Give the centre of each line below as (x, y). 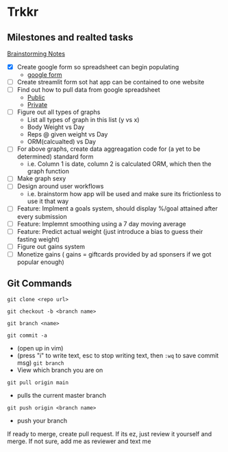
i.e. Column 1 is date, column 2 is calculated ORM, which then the (119, 164)
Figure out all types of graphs (59, 112)
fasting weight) (38, 239)
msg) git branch (40, 362)
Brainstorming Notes (36, 53)
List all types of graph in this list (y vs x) (83, 120)
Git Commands (40, 284)
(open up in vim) (40, 348)
